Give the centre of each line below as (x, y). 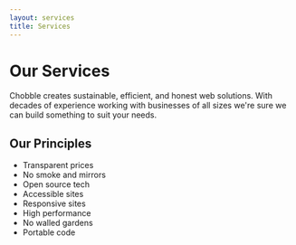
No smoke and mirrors (64, 175)
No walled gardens (57, 223)
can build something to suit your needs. (83, 115)
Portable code (49, 232)
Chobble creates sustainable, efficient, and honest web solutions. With (141, 96)
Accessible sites (53, 194)
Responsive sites (54, 203)
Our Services (60, 71)
